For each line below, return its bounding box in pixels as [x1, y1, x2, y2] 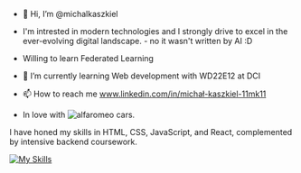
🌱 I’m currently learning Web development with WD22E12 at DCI [22, 70, 261, 81]
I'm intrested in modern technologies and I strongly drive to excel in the [22, 26, 288, 36]
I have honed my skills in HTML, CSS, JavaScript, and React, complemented [9, 127, 293, 137]
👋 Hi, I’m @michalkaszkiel [22, 9, 119, 19]
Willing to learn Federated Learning [22, 53, 154, 63]
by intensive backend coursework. [9, 136, 138, 147]
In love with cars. [22, 109, 136, 120]
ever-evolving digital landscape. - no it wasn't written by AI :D [22, 36, 253, 46]
